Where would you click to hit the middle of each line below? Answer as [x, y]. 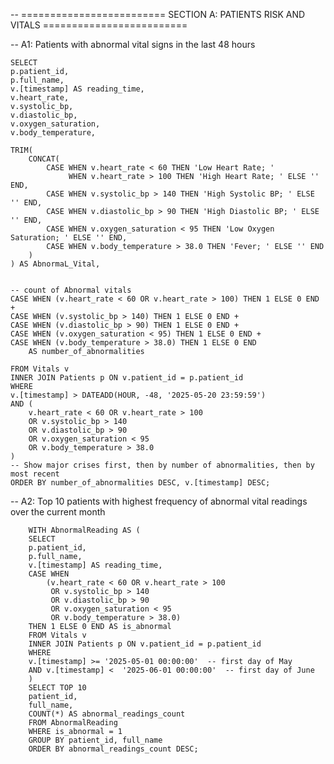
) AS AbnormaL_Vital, [55, 264]
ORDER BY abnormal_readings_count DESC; [113, 749]
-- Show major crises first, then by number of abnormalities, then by [162, 465]
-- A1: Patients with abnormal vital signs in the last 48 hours [133, 44]
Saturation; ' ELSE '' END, [69, 238]
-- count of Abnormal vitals [71, 290]
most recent [35, 474]
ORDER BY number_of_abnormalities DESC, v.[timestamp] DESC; [140, 483]
